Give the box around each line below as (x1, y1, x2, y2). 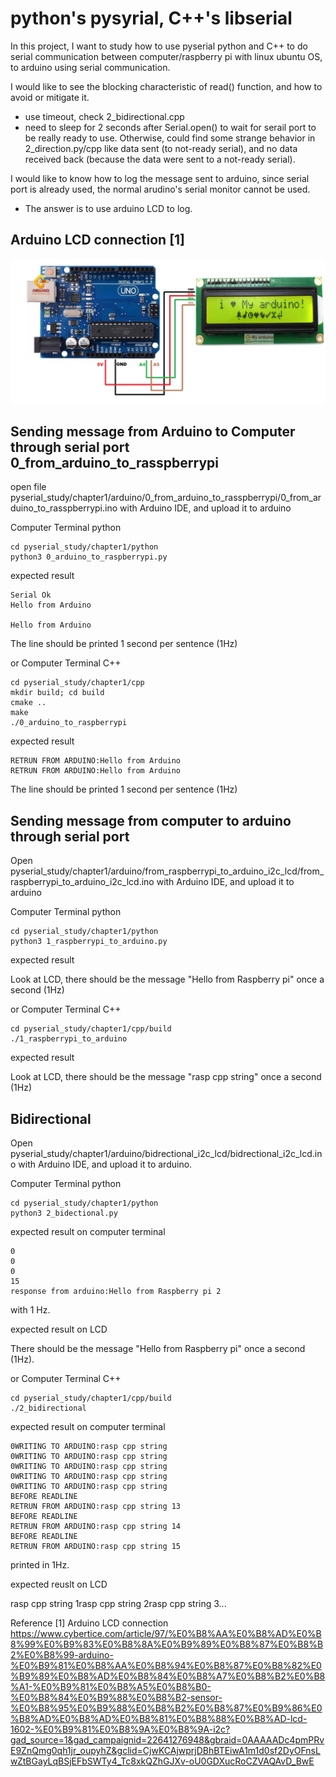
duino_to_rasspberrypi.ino (10, 502, 118, 514)
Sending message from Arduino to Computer (10, 423, 296, 440)
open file (10, 481, 47, 493)
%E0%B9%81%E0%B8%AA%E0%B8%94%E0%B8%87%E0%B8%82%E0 (10, 1660, 322, 1671)
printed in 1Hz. (10, 1559, 70, 1571)
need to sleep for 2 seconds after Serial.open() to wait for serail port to (24, 121, 317, 133)
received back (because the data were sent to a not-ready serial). (24, 153, 296, 165)
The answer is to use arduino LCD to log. (24, 202, 193, 214)
